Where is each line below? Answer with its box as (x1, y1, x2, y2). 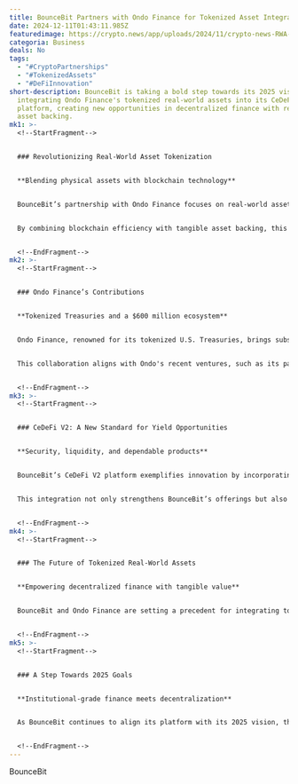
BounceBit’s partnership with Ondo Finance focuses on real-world (17, 200, 268, 209)
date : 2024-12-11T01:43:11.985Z (9, 21, 129, 30)
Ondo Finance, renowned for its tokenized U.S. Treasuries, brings (17, 335, 272, 344)
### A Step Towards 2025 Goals (17, 670, 133, 679)
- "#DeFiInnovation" (17, 79, 93, 88)
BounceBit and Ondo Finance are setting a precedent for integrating (17, 606, 279, 615)
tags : (9, 54, 29, 63)
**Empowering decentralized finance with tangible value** (17, 582, 240, 591)
